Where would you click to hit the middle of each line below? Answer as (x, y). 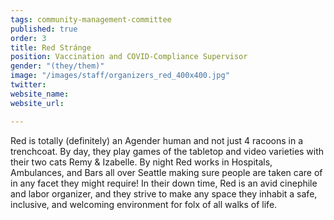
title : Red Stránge (51, 47)
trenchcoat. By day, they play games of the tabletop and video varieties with (167, 151)
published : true (44, 29)
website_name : (40, 94)
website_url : (37, 103)
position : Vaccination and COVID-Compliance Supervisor (129, 57)
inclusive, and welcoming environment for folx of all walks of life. (144, 204)
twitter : (28, 85)
